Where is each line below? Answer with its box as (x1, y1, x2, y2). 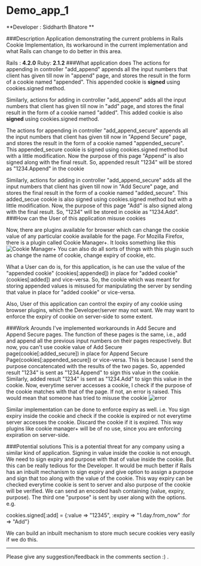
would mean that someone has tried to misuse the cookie (6, 394, 148, 401)
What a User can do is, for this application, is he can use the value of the (6, 263, 185, 270)
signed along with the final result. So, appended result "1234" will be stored (6, 158, 193, 166)
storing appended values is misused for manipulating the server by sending (6, 282, 193, 289)
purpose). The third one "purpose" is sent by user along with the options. (6, 494, 187, 501)
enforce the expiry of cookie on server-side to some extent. (6, 313, 154, 320)
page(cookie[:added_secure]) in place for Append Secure (6, 350, 148, 357)
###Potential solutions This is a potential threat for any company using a (6, 443, 185, 450)
